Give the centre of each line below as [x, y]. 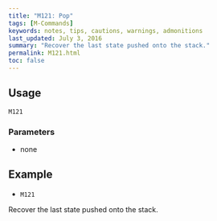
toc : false [27, 61]
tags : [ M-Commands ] [41, 23]
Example [31, 175]
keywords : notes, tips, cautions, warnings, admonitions [106, 31]
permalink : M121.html [45, 53]
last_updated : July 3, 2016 [55, 38]
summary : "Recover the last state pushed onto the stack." [109, 46]
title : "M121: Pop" [41, 16]
